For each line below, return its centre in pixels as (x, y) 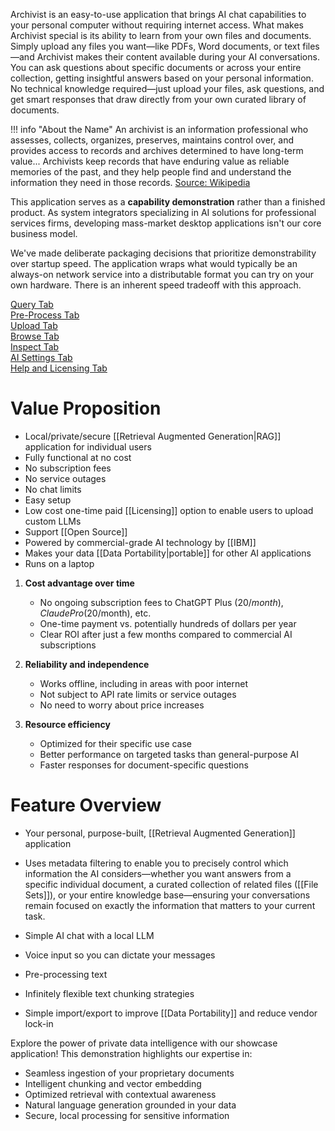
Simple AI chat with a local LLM (89, 935)
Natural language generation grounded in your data (130, 1105)
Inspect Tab (35, 347)
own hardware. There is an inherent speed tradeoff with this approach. (156, 285)
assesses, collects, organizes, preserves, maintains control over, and (152, 140)
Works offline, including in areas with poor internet (144, 683)
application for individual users (88, 446)
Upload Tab (34, 325)
